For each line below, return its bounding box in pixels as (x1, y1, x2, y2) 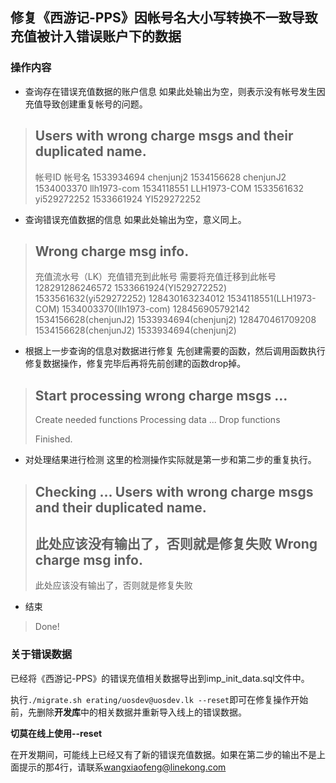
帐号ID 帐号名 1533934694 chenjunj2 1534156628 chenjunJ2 (34, 171, 287, 183)
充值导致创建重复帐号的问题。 (24, 98, 148, 110)
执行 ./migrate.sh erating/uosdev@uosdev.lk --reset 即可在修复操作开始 (10, 693, 309, 705)
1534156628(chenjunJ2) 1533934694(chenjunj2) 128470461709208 (34, 314, 317, 326)
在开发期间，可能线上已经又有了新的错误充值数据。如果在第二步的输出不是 (10, 748, 317, 760)
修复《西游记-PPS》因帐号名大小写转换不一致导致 (10, 9, 318, 27)
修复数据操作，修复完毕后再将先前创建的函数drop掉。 (24, 358, 247, 370)
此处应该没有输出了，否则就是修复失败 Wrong (34, 535, 318, 552)
